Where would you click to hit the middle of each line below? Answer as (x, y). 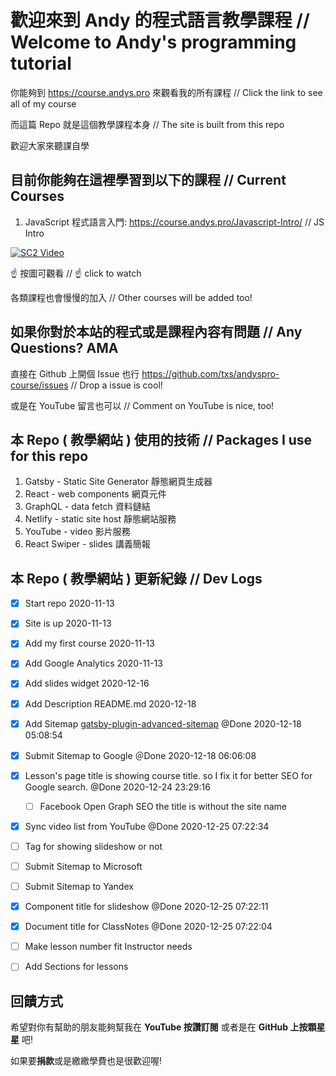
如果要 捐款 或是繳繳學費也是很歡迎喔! (86, 1061)
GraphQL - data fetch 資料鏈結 (87, 507)
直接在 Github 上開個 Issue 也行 (75, 373)
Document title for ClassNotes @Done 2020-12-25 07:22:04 (148, 927)
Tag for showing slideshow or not (93, 846)
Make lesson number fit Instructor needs (108, 947)
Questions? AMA (64, 348)
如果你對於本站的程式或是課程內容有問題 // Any (156, 332)
